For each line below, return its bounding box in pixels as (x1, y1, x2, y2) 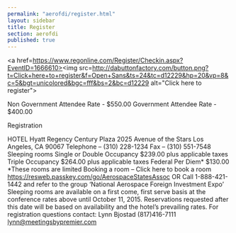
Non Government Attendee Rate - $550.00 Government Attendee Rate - (7, 100, 217, 108)
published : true (7, 37, 55, 44)
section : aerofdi (7, 30, 59, 38)
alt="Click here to (150, 79, 202, 87)
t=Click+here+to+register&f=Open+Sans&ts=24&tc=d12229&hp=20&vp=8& (7, 72, 229, 80)
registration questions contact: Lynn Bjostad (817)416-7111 (7, 210, 176, 219)
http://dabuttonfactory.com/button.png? (91, 64, 209, 72)
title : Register (7, 23, 55, 30)
